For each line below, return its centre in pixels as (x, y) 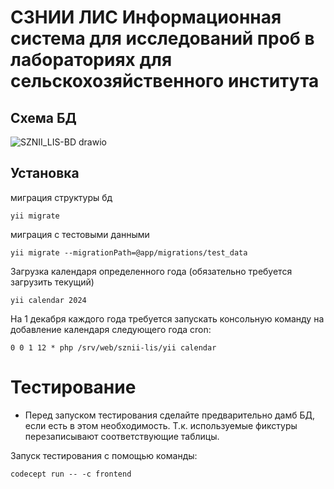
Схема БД (43, 117)
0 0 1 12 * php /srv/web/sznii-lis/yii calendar (113, 347)
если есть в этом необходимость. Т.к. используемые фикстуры (161, 425)
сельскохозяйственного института (165, 81)
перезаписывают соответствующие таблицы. (122, 436)
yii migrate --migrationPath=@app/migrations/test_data (129, 252)
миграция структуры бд (61, 197)
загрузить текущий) (52, 282)
